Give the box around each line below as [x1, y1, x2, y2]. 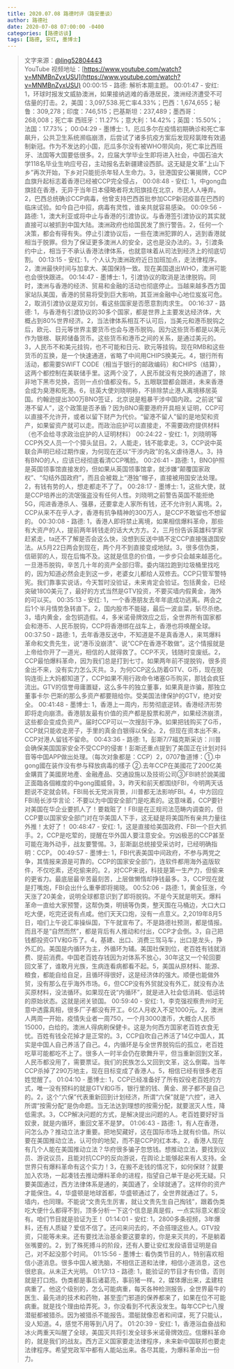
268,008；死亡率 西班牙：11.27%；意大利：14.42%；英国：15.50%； [24, 116, 223, 124]
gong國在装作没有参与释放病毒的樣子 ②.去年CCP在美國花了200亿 [24, 761, 216, 770]
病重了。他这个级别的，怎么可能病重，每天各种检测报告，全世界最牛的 [24, 1285, 226, 1293]
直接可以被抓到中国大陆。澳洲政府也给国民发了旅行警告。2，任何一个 [24, 220, 224, 229]
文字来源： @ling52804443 [24, 57, 102, 65]
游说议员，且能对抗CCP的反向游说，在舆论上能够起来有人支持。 [36, 1154, 221, 1162]
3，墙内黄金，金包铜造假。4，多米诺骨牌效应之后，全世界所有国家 [24, 613, 216, 622]
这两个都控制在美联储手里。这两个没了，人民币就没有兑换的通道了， [24, 369, 220, 377]
